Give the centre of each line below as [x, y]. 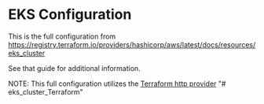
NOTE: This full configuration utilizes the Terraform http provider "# [117, 84]
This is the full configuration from [62, 36]
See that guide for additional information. [75, 68]
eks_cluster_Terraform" [46, 91]
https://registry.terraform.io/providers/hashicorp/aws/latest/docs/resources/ [132, 44]
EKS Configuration [70, 15]
